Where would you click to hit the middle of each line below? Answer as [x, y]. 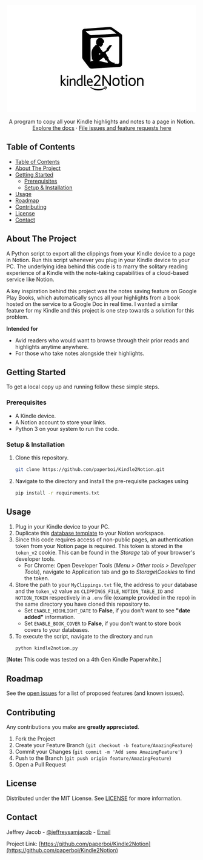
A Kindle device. [35, 416]
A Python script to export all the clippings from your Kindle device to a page [101, 253]
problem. [18, 317]
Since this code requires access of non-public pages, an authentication [104, 540]
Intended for [22, 328]
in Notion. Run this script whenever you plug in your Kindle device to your [98, 260]
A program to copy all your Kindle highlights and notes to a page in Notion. [102, 121]
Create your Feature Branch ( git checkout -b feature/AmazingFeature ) [104, 745]
